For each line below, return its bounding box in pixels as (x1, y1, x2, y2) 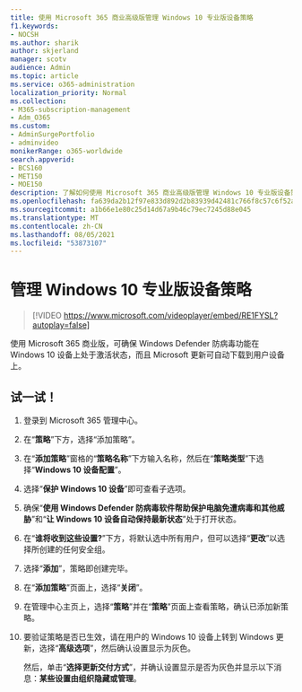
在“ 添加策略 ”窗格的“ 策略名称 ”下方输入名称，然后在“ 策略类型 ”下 (22, 453, 256, 463)
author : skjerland (10, 47, 79, 56)
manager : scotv (10, 55, 67, 64)
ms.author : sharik (10, 38, 79, 48)
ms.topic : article (10, 72, 79, 81)
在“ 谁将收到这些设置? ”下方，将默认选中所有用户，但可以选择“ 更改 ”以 (22, 533, 278, 543)
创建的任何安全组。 (39, 544, 110, 555)
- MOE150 (10, 180, 43, 189)
